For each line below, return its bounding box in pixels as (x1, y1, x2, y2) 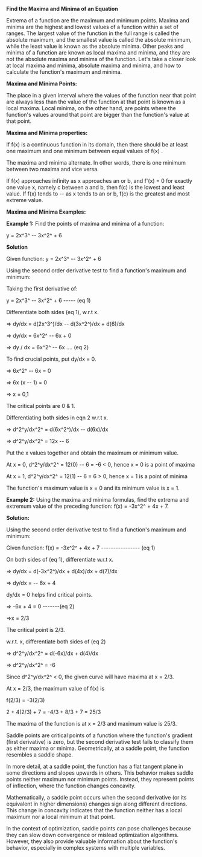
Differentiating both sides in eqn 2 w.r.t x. (6, 414, 109, 421)
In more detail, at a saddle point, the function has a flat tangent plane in (6, 763, 183, 770)
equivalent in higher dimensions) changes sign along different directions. (6, 800, 188, 807)
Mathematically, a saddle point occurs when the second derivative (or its (6, 794, 187, 801)
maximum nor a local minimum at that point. (6, 813, 115, 820)
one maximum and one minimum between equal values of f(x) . (6, 148, 163, 154)
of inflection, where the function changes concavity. (6, 782, 136, 789)
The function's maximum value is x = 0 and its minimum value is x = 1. (6, 484, 180, 491)
